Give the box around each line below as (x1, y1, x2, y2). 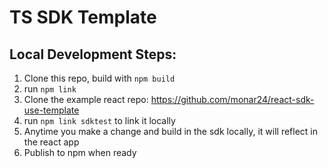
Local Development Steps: (9, 46, 177, 63)
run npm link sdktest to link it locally (23, 115, 176, 126)
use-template (23, 104, 80, 116)
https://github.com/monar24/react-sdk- (150, 94, 315, 105)
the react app (23, 136, 80, 148)
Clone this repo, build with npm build (23, 72, 176, 84)
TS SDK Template (9, 6, 157, 29)
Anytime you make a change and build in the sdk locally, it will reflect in (23, 126, 318, 137)
